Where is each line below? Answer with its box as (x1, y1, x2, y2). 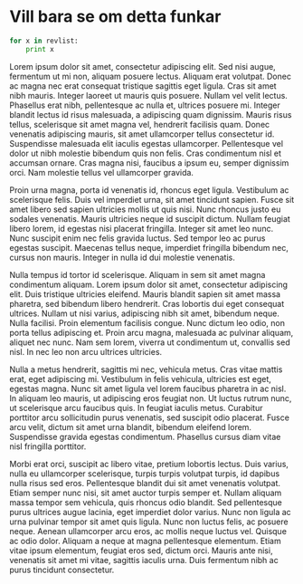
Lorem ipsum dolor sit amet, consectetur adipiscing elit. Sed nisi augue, (9, 61, 276, 72)
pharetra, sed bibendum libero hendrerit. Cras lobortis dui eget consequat (9, 298, 285, 309)
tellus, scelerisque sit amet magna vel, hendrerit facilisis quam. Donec (9, 119, 270, 129)
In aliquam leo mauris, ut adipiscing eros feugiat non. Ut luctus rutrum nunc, (9, 392, 292, 404)
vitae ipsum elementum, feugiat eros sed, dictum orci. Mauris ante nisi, (9, 545, 273, 556)
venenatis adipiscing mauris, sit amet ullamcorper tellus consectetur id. (9, 129, 275, 139)
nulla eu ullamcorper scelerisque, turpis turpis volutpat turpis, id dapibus (9, 468, 280, 479)
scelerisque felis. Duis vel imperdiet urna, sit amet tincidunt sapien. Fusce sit (9, 194, 295, 205)
